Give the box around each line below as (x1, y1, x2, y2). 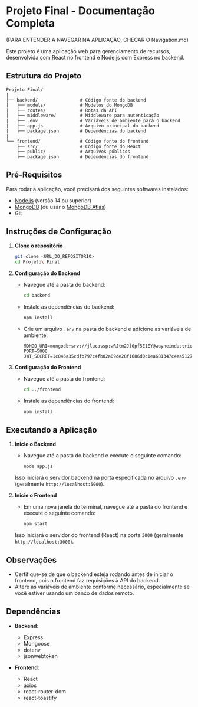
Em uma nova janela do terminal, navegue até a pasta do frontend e (23, 503, 188, 510)
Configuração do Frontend (14, 364, 81, 371)
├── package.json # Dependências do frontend (16, 153, 149, 160)
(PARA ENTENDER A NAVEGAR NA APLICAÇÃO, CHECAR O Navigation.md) (6, 36, 189, 43)
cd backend (23, 293, 51, 299)
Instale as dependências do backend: (23, 303, 115, 310)
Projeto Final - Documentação (6, 4, 155, 18)
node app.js (23, 463, 53, 470)
